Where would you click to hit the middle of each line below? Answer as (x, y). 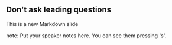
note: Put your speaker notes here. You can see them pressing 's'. (86, 36)
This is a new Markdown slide (42, 24)
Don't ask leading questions (59, 10)
